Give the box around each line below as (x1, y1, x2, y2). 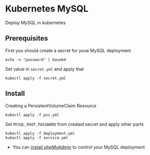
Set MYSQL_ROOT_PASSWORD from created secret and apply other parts (5, 121, 144, 127)
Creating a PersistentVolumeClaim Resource (5, 102, 97, 108)
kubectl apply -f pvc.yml (5, 112, 59, 117)
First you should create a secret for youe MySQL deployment (5, 47, 131, 53)
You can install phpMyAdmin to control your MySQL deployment (12, 144, 145, 150)
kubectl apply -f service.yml (5, 135, 69, 140)
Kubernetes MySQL (5, 3, 89, 15)
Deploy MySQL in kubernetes (5, 20, 66, 26)
